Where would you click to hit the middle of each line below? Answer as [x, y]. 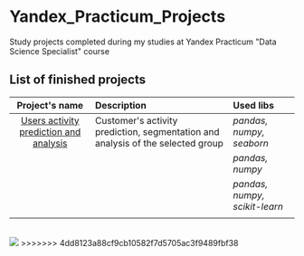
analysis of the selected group [159, 143]
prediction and [50, 131]
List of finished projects [78, 80]
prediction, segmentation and [157, 131]
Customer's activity [136, 120]
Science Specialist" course [60, 51]
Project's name [50, 105]
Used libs [253, 105]
